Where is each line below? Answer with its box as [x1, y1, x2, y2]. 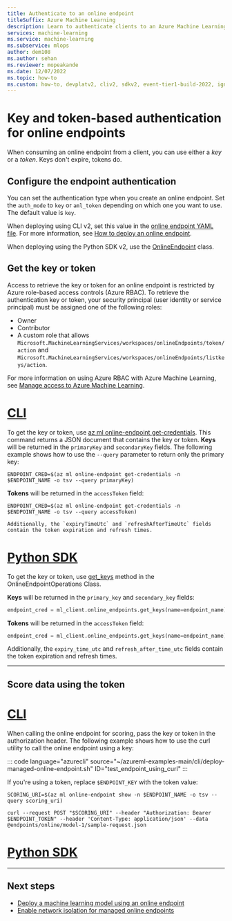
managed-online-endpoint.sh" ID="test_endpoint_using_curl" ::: [7, 764, 188, 772]
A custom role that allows [17, 331, 90, 339]
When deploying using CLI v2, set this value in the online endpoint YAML [7, 222, 214, 230]
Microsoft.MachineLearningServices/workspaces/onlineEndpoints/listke [17, 354, 225, 361]
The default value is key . [7, 209, 77, 216]
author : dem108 [7, 49, 51, 56]
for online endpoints [7, 125, 126, 141]
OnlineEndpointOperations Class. [7, 580, 101, 588]
